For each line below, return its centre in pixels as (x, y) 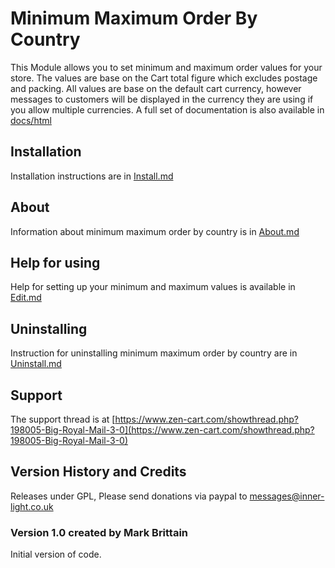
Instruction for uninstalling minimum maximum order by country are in (154, 353)
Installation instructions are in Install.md (92, 176)
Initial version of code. (56, 554)
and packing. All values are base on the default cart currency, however (156, 88)
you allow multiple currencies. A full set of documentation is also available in (167, 109)
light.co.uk (32, 506)
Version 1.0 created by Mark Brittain (99, 532)
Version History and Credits (98, 472)
